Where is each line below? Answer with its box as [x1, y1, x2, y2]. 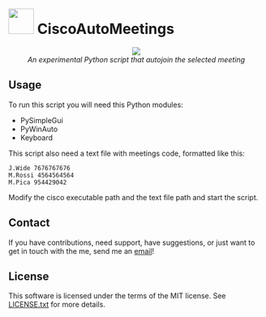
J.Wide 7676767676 [8, 164, 71, 172]
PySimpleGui [19, 115, 63, 125]
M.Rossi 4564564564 [8, 171, 75, 179]
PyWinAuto [19, 124, 58, 134]
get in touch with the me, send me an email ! [8, 246, 155, 255]
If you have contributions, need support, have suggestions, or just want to [8, 238, 255, 247]
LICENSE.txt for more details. [8, 300, 105, 310]
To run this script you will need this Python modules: [8, 100, 184, 109]
